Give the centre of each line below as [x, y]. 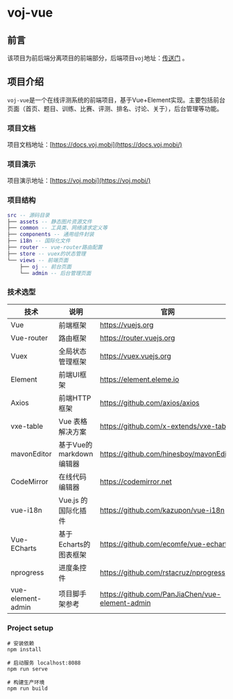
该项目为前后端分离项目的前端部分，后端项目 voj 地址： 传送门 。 [98, 58]
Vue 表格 [73, 421]
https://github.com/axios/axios [149, 402]
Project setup [30, 628]
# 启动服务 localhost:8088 [44, 663]
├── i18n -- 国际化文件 [39, 241]
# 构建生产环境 [26, 683]
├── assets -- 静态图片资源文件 [50, 222]
